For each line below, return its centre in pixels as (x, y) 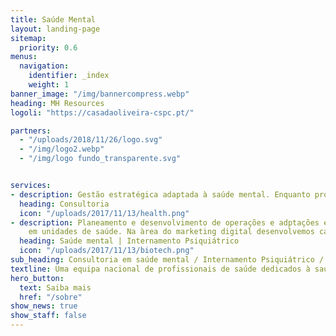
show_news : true (44, 306)
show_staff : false (48, 316)
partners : (31, 131)
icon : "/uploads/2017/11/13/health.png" (104, 213)
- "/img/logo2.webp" (62, 149)
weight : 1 (49, 85)
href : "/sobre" (51, 297)
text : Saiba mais (55, 287)
